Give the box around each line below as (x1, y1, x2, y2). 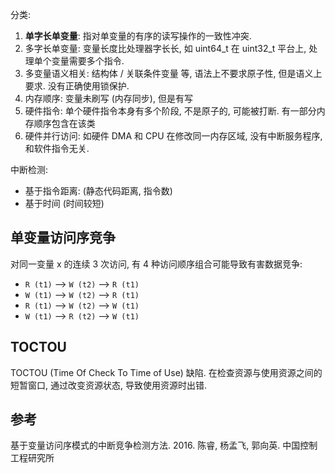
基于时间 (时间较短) (24, 198, 105, 209)
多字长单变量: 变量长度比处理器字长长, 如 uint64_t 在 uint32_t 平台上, (24, 43, 307, 54)
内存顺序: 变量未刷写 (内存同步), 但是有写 (24, 93, 193, 104)
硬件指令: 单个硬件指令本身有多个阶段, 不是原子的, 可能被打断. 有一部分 (24, 105, 317, 117)
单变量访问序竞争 (10, 229, 116, 247)
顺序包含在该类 (33, 118, 96, 129)
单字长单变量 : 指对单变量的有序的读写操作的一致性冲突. (24, 30, 252, 42)
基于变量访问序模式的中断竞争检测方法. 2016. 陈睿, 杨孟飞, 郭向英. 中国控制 (10, 439, 318, 452)
